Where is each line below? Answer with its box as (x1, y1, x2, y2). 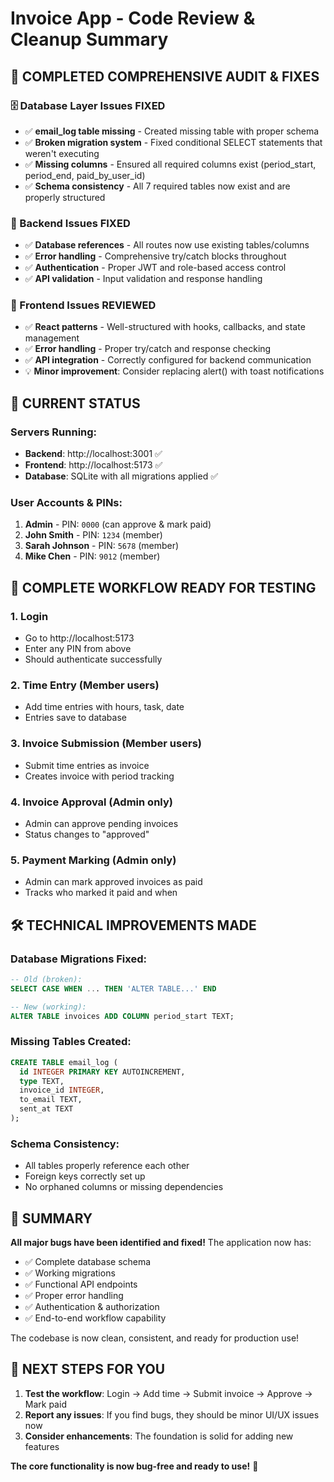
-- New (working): (10, 1002, 87, 1012)
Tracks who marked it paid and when (24, 887, 178, 899)
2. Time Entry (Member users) (10, 678, 160, 692)
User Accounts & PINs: (10, 496, 123, 510)
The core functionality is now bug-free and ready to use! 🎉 (10, 1460, 259, 1472)
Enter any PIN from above (24, 643, 132, 655)
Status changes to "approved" (24, 828, 150, 841)
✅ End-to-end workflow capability (24, 1312, 167, 1324)
